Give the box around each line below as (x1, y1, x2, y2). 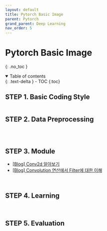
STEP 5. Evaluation (5, 219, 65, 228)
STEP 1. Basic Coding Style (5, 93, 90, 101)
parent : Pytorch (5, 16, 39, 21)
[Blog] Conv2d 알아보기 (12, 161, 60, 167)
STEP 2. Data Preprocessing (5, 115, 94, 124)
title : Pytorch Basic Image (5, 12, 64, 17)
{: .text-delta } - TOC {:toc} (5, 78, 61, 84)
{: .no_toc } (5, 64, 28, 70)
